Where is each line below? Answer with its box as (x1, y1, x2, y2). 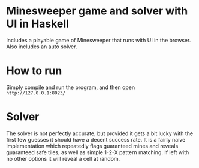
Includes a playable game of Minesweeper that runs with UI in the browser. (6, 36, 191, 44)
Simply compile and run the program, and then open (6, 84, 135, 91)
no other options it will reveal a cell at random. (6, 155, 120, 162)
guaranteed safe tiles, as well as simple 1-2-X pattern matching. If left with (6, 148, 189, 156)
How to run (6, 64, 62, 78)
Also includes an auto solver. (6, 43, 77, 50)
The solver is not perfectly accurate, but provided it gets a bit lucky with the (6, 130, 194, 137)
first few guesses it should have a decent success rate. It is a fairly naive (6, 136, 186, 143)
